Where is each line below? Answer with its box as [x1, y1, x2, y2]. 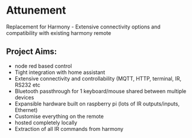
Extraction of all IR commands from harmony [14, 125, 124, 132]
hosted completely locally [14, 119, 78, 126]
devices [14, 94, 34, 101]
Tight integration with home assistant [14, 69, 105, 76]
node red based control [14, 62, 72, 69]
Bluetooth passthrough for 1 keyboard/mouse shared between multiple [14, 87, 187, 95]
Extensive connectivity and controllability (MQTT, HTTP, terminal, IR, [14, 75, 182, 82]
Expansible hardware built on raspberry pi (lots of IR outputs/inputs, [14, 100, 180, 107]
